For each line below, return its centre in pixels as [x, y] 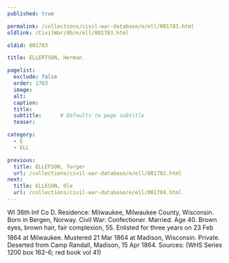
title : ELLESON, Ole [43, 186]
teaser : [25, 122]
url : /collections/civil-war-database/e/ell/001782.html [98, 173]
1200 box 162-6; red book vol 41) [54, 252]
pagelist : [22, 70]
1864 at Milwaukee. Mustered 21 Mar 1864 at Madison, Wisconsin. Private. [114, 237]
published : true [31, 14]
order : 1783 [31, 83]
